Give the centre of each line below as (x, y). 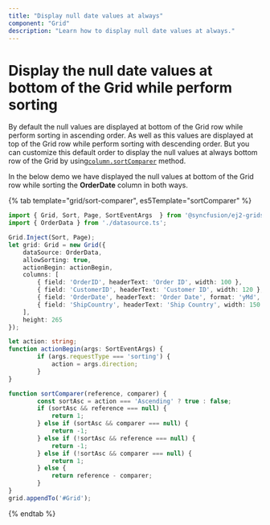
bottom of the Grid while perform (121, 87)
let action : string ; (43, 342)
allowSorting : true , (57, 260)
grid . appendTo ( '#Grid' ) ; (50, 498)
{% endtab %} (32, 513)
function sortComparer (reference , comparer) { (88, 394)
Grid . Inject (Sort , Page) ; (51, 238)
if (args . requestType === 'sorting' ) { (104, 357)
